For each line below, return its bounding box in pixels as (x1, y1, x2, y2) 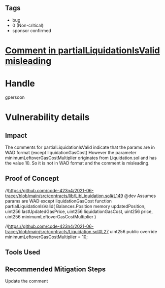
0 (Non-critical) (12, 22, 44, 28)
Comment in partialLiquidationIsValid (5, 45, 160, 56)
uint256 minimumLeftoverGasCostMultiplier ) (5, 213, 97, 219)
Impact (5, 131, 27, 140)
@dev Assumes (124, 193, 156, 199)
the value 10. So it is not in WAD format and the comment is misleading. (5, 160, 150, 166)
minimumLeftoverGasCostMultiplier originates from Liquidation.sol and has (5, 155, 157, 161)
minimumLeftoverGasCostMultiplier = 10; (5, 234, 88, 240)
